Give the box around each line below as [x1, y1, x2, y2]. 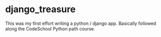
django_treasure [5, 4, 76, 15]
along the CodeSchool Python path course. [5, 25, 95, 31]
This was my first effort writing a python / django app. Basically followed [5, 20, 156, 26]
